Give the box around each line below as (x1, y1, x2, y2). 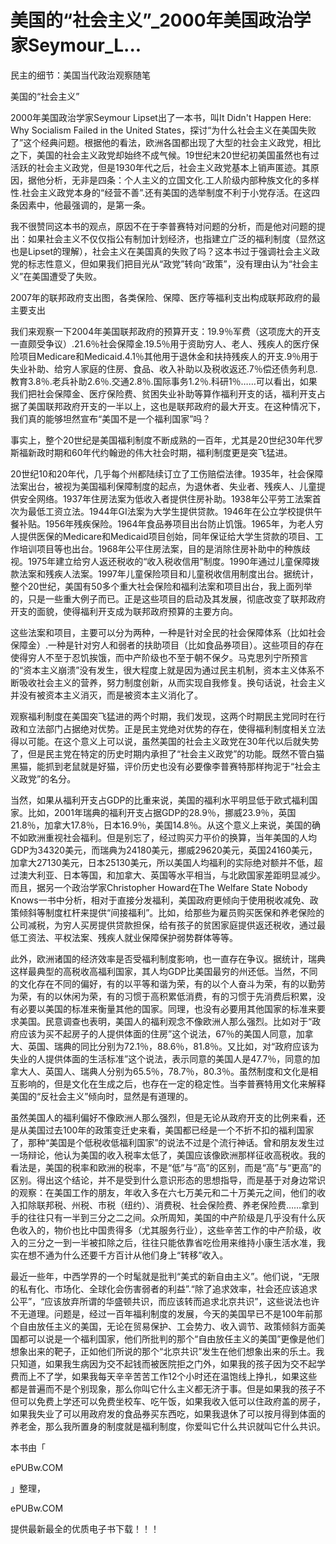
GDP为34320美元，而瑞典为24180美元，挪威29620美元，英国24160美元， (10, 844, 318, 856)
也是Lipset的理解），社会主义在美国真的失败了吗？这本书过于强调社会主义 (10, 245, 312, 257)
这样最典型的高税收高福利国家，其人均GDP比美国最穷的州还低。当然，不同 (10, 965, 318, 977)
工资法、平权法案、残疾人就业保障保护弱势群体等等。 (18, 931, 238, 943)
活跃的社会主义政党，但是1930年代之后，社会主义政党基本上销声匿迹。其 (10, 161, 311, 173)
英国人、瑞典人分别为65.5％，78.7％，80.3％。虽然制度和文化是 (44, 1065, 310, 1077)
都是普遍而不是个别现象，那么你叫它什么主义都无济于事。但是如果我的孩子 (10, 1382, 317, 1395)
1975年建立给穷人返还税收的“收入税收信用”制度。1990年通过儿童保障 (27, 555, 312, 567)
